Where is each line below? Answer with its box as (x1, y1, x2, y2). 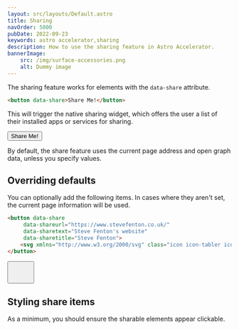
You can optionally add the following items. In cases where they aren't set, (7, 193, 225, 202)
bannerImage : (7, 50, 46, 58)
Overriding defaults (7, 174, 96, 186)
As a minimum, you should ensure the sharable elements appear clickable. (7, 314, 225, 324)
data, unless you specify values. (7, 154, 102, 162)
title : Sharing (7, 17, 53, 24)
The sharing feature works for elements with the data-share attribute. (7, 82, 211, 91)
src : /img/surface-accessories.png (20, 57, 126, 64)
